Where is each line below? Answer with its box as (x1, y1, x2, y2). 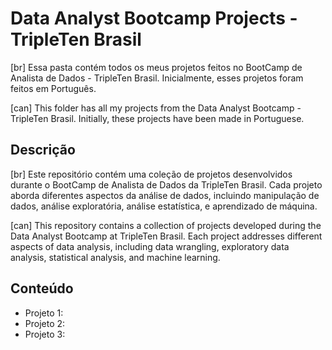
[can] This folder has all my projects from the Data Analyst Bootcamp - (10, 102, 302, 114)
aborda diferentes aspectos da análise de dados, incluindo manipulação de (10, 189, 320, 201)
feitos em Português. (10, 82, 97, 94)
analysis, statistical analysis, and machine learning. (10, 251, 221, 263)
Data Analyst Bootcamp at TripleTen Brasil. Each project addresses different (10, 230, 323, 242)
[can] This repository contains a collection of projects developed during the (10, 219, 322, 231)
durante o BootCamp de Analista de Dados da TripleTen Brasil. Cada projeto (10, 178, 323, 191)
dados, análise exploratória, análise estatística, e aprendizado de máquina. (10, 200, 318, 212)
